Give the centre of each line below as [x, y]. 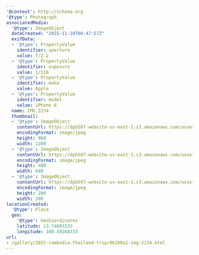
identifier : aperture [43, 50]
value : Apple [33, 89]
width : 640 [30, 171]
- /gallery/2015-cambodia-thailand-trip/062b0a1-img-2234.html [86, 243]
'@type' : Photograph [32, 17]
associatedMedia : [28, 22]
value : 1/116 [33, 72]
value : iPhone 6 [37, 105]
